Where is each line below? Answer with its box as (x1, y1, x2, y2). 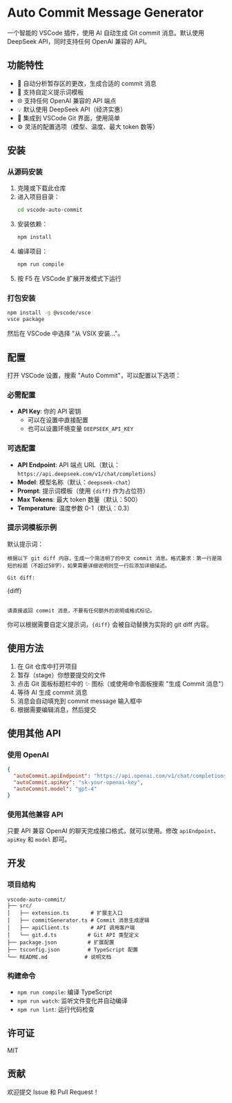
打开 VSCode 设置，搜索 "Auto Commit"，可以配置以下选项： (7, 371, 182, 379)
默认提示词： (7, 540, 43, 548)
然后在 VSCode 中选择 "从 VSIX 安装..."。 (7, 329, 124, 338)
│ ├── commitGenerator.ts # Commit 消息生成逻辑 (7, 917, 150, 924)
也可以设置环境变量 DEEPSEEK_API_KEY (27, 424, 134, 433)
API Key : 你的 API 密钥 (17, 407, 81, 416)
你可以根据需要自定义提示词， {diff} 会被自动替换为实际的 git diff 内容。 (7, 620, 213, 628)
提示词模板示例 (7, 522, 57, 532)
